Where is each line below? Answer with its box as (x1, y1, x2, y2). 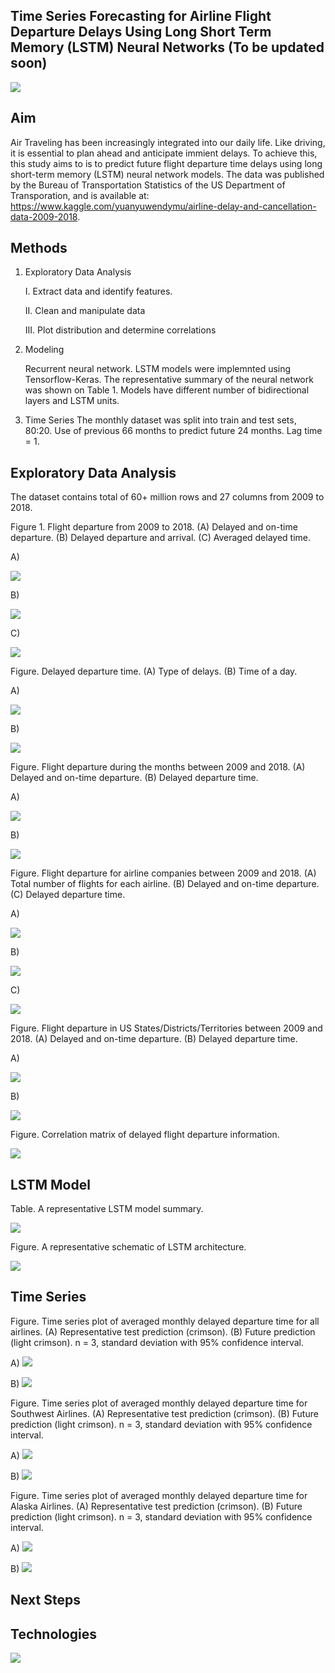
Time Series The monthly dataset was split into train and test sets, (24, 414, 297, 426)
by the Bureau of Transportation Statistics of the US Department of (10, 179, 286, 191)
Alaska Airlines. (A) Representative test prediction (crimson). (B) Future (10, 1500, 303, 1512)
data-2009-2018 (10, 210, 78, 223)
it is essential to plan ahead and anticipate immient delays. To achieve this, (10, 147, 318, 159)
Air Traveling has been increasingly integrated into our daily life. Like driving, (10, 136, 326, 148)
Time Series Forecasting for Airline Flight (10, 8, 272, 25)
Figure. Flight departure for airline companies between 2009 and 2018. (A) (10, 867, 317, 879)
